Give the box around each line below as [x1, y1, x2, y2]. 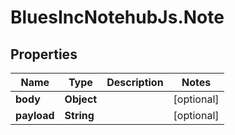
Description [106, 76, 164, 89]
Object [64, 92, 98, 106]
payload [15, 109, 55, 122]
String [64, 109, 95, 122]
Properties [10, 46, 78, 63]
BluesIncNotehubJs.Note [10, 6, 225, 29]
